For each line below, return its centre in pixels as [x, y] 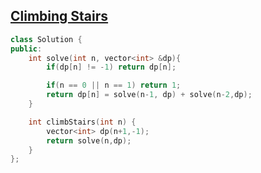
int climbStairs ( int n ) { [82, 122]
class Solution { [46, 39]
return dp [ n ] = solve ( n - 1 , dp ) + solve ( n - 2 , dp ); [149, 95]
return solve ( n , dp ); [89, 140]
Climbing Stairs [59, 16]
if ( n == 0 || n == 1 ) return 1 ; [114, 85]
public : [26, 49]
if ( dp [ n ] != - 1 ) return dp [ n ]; [111, 67]
